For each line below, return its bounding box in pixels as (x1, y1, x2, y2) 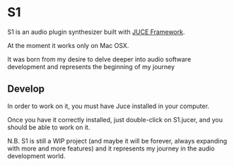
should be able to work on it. (7, 123, 90, 131)
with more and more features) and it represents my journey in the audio (7, 144, 215, 153)
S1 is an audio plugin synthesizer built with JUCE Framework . (7, 28, 185, 36)
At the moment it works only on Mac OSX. (7, 41, 129, 49)
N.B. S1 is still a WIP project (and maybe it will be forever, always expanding (7, 136, 228, 145)
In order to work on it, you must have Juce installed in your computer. (7, 102, 210, 110)
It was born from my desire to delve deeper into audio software (7, 54, 192, 64)
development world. (7, 151, 66, 160)
